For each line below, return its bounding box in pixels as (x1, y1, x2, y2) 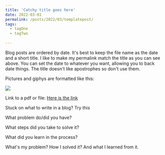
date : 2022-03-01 (5, 12, 42, 17)
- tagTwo (10, 31, 28, 36)
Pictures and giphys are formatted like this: (5, 75, 94, 82)
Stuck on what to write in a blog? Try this (5, 104, 90, 110)
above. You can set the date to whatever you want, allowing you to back (5, 60, 155, 66)
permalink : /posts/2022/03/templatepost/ (5, 17, 94, 22)
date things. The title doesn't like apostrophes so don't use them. (5, 65, 140, 71)
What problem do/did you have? (5, 114, 72, 121)
